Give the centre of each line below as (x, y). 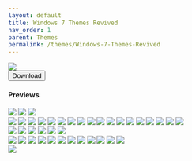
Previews (24, 94)
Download (27, 76)
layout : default (35, 15)
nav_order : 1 (30, 30)
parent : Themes (33, 37)
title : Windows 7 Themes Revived (63, 23)
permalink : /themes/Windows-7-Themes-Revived (84, 45)
